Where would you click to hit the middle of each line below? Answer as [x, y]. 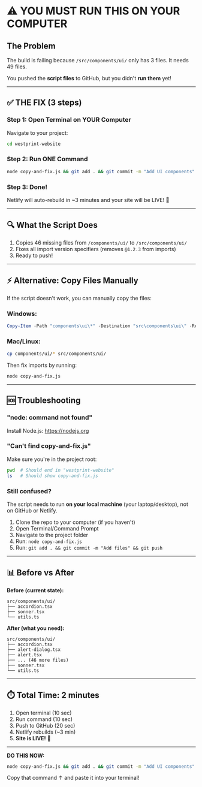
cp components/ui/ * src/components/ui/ [57, 354]
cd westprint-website [34, 144]
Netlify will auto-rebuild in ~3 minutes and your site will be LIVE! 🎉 [88, 200]
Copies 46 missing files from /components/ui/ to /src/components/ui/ [101, 242]
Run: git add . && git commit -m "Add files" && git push [89, 547]
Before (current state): [35, 590]
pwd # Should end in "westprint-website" [61, 470]
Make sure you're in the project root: [52, 459]
